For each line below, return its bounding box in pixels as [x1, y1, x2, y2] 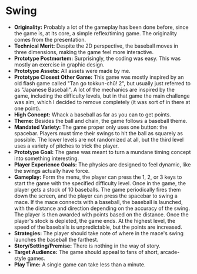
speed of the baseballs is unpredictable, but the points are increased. [14, 223, 183, 230]
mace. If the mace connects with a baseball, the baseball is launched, [14, 198, 183, 205]
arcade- [160, 248, 180, 255]
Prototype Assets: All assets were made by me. [14, 67, 131, 74]
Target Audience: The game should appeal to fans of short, [14, 248, 159, 255]
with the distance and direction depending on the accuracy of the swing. [14, 205, 191, 212]
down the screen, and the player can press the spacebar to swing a [14, 192, 178, 199]
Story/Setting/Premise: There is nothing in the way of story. [14, 242, 161, 249]
